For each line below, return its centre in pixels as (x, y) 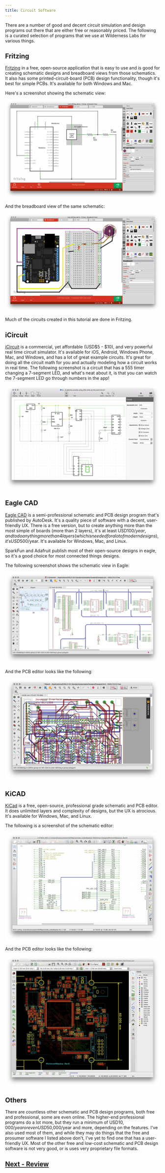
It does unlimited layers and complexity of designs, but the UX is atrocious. (81, 811)
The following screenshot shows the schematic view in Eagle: (67, 565)
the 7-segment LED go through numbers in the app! (57, 378)
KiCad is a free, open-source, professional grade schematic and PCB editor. (82, 806)
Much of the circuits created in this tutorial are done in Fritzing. (69, 319)
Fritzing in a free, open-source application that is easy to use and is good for (82, 68)
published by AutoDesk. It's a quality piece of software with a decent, (75, 520)
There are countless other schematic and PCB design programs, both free (80, 1112)
